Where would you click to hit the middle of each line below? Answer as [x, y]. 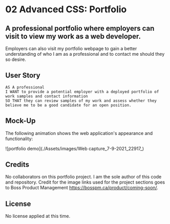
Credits [17, 165]
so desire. [16, 59]
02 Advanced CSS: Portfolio [66, 9]
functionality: [19, 139]
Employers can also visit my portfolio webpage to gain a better [71, 49]
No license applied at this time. [38, 216]
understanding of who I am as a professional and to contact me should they [85, 54]
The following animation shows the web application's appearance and [79, 133]
